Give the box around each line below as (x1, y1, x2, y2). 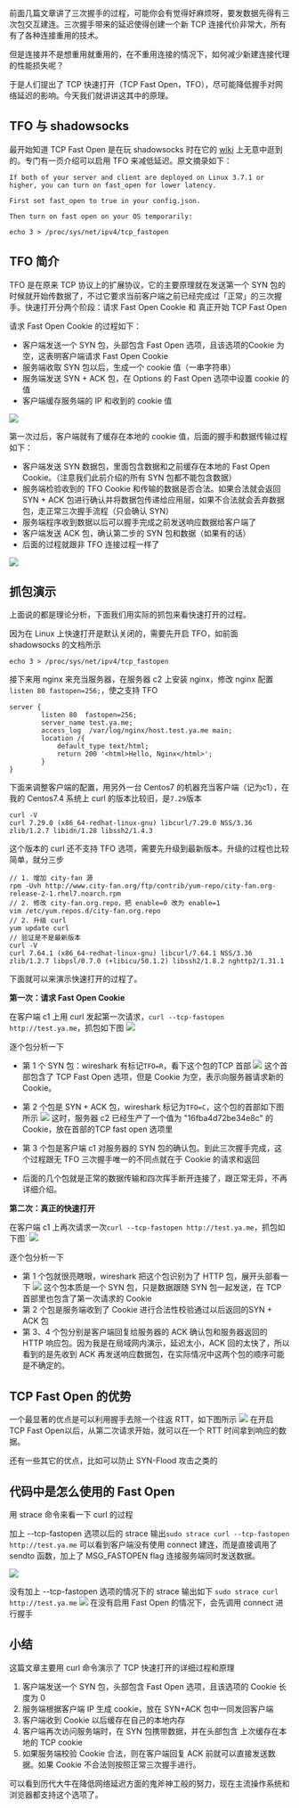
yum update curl (9, 924, 69, 933)
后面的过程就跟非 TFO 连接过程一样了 (21, 538, 160, 550)
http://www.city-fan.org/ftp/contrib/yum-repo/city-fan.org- (44, 881, 277, 891)
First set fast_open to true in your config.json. (9, 196, 201, 205)
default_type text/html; (56, 742, 149, 751)
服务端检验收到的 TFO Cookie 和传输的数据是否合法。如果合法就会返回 (21, 483, 281, 494)
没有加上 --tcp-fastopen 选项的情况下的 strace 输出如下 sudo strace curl (9, 1586, 279, 1597)
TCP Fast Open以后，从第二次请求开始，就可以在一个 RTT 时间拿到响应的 (9, 1425, 279, 1436)
